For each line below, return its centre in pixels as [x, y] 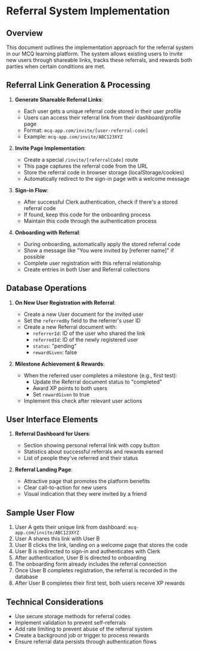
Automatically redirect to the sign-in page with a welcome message [106, 179]
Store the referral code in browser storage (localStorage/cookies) [104, 172]
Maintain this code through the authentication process [90, 221]
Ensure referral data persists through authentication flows [85, 642]
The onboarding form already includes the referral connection [91, 564]
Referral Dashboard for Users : [53, 434]
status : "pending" [55, 346]
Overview [25, 33]
